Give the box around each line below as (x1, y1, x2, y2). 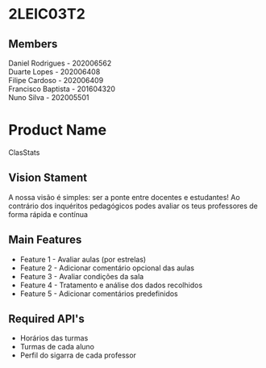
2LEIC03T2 (8, 5, 86, 23)
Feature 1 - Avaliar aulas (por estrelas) (19, 254, 147, 264)
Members (8, 37, 58, 51)
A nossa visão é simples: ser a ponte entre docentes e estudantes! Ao (8, 192, 240, 202)
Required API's (8, 312, 85, 325)
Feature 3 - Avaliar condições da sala (19, 271, 144, 281)
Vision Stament (8, 171, 87, 185)
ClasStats (8, 147, 40, 157)
